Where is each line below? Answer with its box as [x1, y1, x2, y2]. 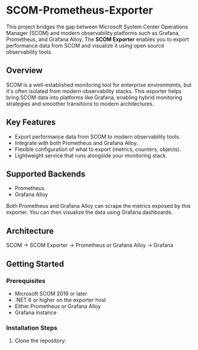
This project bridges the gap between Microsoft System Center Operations [6, 23, 188, 30]
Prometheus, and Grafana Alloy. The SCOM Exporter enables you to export [6, 36, 189, 43]
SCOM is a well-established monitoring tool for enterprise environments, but [6, 81, 192, 88]
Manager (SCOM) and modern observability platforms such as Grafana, [6, 29, 180, 36]
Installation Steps [6, 323, 58, 332]
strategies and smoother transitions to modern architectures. [6, 100, 154, 107]
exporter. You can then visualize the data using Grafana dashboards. [6, 208, 173, 216]
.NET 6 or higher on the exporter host [14, 296, 106, 303]
